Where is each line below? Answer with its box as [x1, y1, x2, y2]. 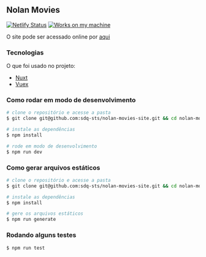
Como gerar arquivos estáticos [6, 163, 101, 172]
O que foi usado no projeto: [6, 62, 75, 70]
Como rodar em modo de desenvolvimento [6, 96, 136, 105]
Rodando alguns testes [6, 231, 77, 239]
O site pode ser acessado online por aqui [6, 33, 110, 40]
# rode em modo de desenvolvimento [6, 143, 97, 149]
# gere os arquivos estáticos [6, 210, 84, 217]
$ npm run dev [6, 149, 43, 155]
